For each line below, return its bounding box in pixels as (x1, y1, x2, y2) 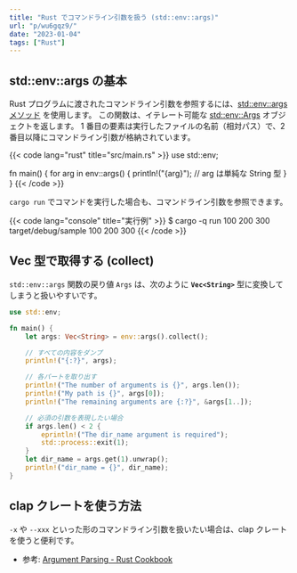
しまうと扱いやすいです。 (9, 290, 102, 300)
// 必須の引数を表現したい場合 (25, 413, 124, 422)
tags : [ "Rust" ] (9, 37, 66, 47)
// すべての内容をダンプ (25, 348, 103, 357)
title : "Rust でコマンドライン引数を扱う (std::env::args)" (9, 12, 220, 22)
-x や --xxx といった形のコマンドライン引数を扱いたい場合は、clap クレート (9, 523, 287, 535)
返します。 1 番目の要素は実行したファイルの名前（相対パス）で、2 (39, 121, 286, 132)
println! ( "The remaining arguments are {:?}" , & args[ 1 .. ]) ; (25, 397, 253, 406)
